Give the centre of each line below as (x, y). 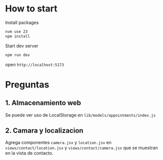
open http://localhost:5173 (34, 64)
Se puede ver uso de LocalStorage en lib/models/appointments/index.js (80, 115)
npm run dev (17, 55)
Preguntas (27, 84)
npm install (17, 36)
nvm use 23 (16, 31)
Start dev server (22, 46)
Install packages (22, 22)
